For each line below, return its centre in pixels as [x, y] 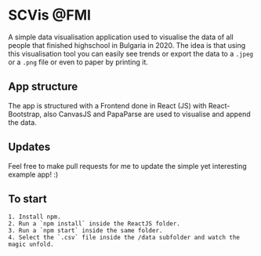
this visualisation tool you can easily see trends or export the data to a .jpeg [131, 53]
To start [27, 199]
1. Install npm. [34, 217]
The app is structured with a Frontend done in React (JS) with [107, 105]
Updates [29, 147]
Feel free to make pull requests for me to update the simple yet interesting [127, 166]
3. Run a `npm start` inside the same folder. [85, 231]
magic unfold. [31, 245]
